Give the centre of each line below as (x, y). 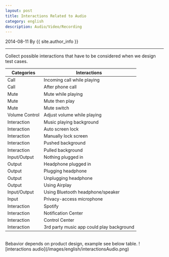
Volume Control (23, 115)
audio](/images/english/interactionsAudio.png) (81, 249)
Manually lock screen (66, 136)
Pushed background (64, 143)
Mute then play (59, 101)
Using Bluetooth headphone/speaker (81, 192)
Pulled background (63, 150)
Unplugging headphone (68, 178)
